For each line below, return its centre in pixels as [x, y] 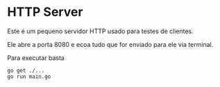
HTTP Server [45, 12]
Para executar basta [36, 58]
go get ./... [26, 70]
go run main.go [29, 77]
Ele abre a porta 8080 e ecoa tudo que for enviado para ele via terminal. [110, 44]
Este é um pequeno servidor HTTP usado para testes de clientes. [101, 31]
